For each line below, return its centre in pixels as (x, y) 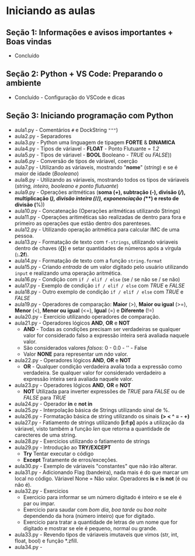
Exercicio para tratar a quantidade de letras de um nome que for (100, 522)
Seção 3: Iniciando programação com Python (90, 116)
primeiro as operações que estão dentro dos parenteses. (83, 223)
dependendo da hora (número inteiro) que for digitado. (89, 516)
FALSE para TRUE (45, 397)
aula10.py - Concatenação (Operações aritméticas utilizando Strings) (97, 211)
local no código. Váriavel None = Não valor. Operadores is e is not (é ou (101, 478)
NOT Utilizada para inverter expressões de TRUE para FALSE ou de (104, 391)
